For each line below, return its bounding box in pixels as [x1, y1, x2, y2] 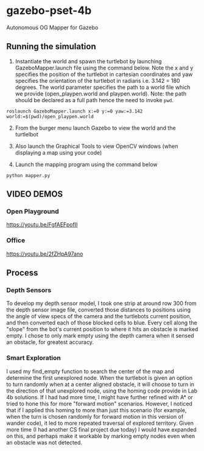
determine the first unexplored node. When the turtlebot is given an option [6, 374, 193, 381]
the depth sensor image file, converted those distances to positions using [6, 306, 191, 313]
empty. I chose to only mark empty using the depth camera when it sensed [6, 332, 194, 340]
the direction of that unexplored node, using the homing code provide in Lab [6, 387, 198, 394]
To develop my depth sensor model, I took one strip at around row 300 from [6, 299, 197, 307]
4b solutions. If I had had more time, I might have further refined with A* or [6, 393, 194, 400]
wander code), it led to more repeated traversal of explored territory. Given [6, 419, 194, 427]
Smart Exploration [6, 354, 61, 362]
